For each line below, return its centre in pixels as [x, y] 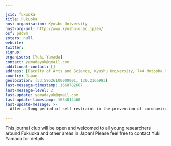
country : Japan [21, 76]
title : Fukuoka [21, 19]
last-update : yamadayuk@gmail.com [42, 95]
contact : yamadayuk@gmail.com [37, 62]
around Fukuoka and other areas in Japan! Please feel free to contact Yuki [83, 133]
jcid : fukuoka [20, 14]
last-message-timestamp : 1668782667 [44, 85]
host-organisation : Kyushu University [46, 24]
